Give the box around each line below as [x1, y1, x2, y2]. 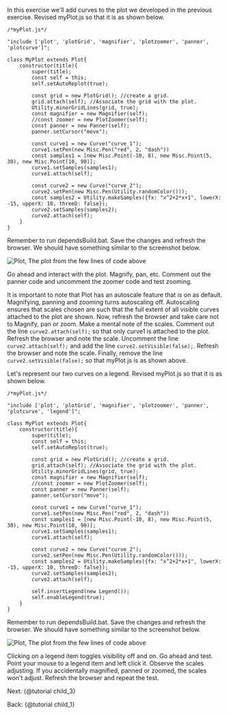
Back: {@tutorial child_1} [7, 701, 75, 708]
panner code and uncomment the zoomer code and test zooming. [7, 278, 193, 285]
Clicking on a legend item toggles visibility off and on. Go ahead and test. [7, 652, 213, 660]
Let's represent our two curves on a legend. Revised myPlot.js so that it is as [7, 369, 222, 378]
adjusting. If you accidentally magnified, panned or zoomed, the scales [7, 666, 207, 675]
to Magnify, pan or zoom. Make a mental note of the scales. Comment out [7, 320, 215, 328]
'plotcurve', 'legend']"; [7, 408, 81, 415]
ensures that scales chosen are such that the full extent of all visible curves [7, 305, 220, 313]
